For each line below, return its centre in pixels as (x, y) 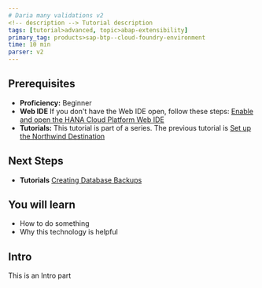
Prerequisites (42, 84)
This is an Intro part (40, 275)
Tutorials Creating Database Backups (81, 180)
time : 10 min (30, 45)
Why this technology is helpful (68, 232)
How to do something (54, 223)
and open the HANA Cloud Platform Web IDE (92, 120)
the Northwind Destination (62, 136)
